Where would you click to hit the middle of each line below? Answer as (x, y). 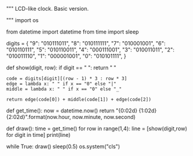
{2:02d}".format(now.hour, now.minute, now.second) (71, 117)
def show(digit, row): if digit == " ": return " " (61, 68)
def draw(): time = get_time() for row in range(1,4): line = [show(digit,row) (97, 129)
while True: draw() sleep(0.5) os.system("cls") (63, 146)
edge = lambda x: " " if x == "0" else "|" (61, 84)
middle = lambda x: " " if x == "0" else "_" (64, 89)
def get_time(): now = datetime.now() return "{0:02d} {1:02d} (82, 111)
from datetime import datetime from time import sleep (73, 32)
